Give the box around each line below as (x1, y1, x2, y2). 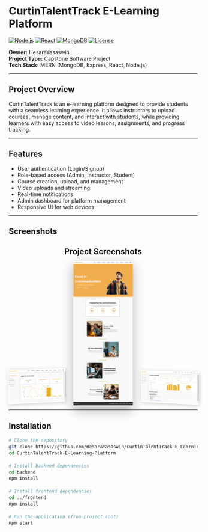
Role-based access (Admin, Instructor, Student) (17, 171, 135, 179)
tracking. (8, 126, 31, 133)
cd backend (8, 469, 36, 475)
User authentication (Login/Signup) (17, 165, 104, 172)
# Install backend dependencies (8, 463, 89, 469)
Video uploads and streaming (17, 184, 91, 191)
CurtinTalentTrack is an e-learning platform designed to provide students (8, 100, 188, 108)
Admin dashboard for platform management (17, 197, 126, 204)
